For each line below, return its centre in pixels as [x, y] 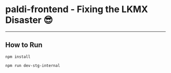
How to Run [24, 45]
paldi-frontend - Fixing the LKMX [77, 9]
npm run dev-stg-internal [33, 65]
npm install [18, 57]
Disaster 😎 [29, 20]
